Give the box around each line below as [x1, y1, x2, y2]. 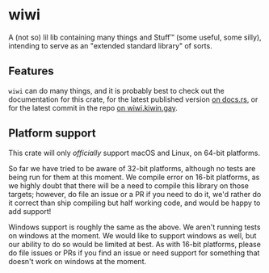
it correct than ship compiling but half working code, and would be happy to [8, 198, 261, 208]
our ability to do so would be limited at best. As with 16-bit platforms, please [8, 239, 261, 249]
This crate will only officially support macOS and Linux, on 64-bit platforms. [8, 148, 261, 157]
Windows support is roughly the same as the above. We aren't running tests [8, 222, 261, 232]
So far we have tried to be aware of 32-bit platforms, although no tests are [8, 163, 256, 173]
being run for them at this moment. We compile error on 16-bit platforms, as [8, 172, 260, 182]
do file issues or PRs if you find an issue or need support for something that [8, 248, 260, 258]
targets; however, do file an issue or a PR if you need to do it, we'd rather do [8, 189, 262, 199]
